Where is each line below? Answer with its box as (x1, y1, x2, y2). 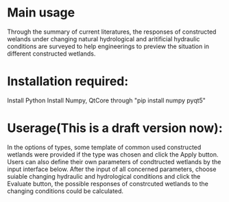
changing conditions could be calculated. (7, 187, 124, 195)
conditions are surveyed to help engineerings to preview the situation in (7, 42, 210, 50)
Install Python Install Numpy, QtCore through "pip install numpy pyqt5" (7, 96, 206, 104)
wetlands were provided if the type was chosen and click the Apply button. (7, 150, 219, 159)
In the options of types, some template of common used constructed (7, 143, 202, 151)
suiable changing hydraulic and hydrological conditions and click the (7, 172, 201, 180)
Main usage (7, 5, 75, 21)
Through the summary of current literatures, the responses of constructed (7, 27, 217, 36)
